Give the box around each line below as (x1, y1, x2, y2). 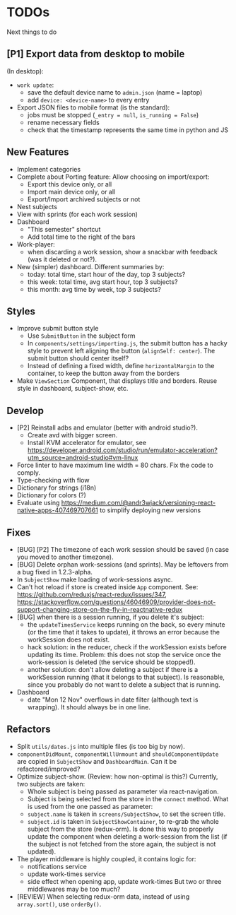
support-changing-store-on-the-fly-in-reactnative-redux (16, 606, 183, 613)
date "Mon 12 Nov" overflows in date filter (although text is (27, 695, 199, 704)
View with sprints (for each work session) (16, 210, 138, 218)
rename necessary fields (27, 118, 100, 126)
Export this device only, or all (27, 179, 112, 188)
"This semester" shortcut (27, 225, 101, 233)
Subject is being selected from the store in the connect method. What (27, 794, 229, 803)
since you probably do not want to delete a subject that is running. (27, 680, 220, 689)
